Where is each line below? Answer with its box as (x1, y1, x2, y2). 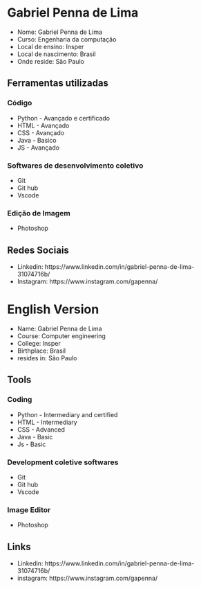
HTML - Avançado (17, 121, 70, 130)
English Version (7, 301, 99, 317)
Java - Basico (17, 136, 57, 144)
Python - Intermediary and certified (17, 410, 118, 419)
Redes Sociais (7, 244, 69, 256)
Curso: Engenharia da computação (17, 35, 117, 43)
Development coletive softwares (7, 457, 119, 467)
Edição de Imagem (7, 208, 70, 218)
